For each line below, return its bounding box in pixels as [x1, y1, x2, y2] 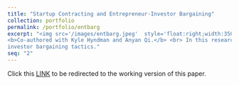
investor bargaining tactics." [7, 43, 100, 50]
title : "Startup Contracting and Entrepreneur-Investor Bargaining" [7, 10, 215, 18]
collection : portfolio [7, 17, 75, 24]
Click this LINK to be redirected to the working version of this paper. [7, 69, 206, 78]
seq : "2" [7, 50, 33, 57]
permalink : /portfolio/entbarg [7, 23, 100, 30]
